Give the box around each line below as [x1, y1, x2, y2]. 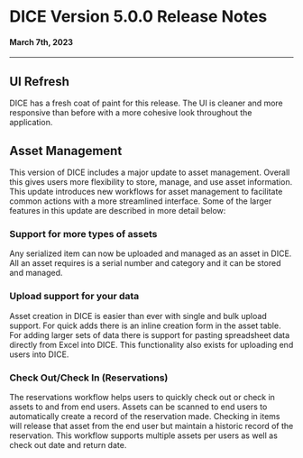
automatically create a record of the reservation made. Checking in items [9, 410, 280, 421]
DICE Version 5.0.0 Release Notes [9, 6, 268, 27]
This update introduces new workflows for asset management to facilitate [9, 187, 283, 197]
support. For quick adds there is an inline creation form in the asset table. [9, 320, 281, 331]
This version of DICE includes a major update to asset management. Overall [9, 167, 290, 178]
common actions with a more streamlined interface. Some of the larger [9, 196, 272, 206]
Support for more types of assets [9, 227, 158, 240]
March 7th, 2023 [9, 36, 74, 47]
